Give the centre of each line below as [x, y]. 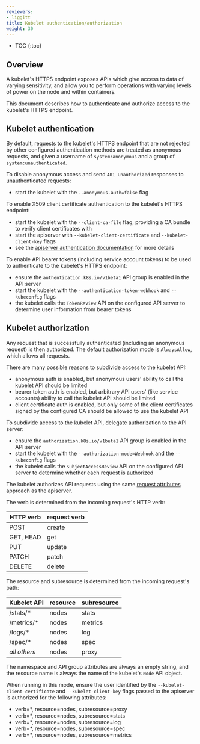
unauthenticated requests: [39, 181]
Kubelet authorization [48, 328]
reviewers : [20, 12]
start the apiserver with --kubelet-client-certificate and [87, 235]
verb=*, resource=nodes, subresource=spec [70, 728]
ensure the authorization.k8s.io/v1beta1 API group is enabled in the [101, 441]
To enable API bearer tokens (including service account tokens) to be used [98, 259]
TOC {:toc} [28, 46]
